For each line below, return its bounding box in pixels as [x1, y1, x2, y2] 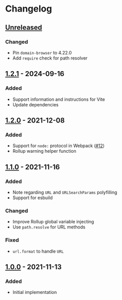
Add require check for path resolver [12, 55, 88, 61]
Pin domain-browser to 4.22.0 [12, 49, 72, 55]
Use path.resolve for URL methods [12, 224, 85, 230]
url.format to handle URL [12, 248, 64, 254]
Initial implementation [12, 289, 57, 295]
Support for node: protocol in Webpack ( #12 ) [12, 143, 105, 149]
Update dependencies [12, 101, 59, 107]
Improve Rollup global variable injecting [12, 219, 94, 225]
